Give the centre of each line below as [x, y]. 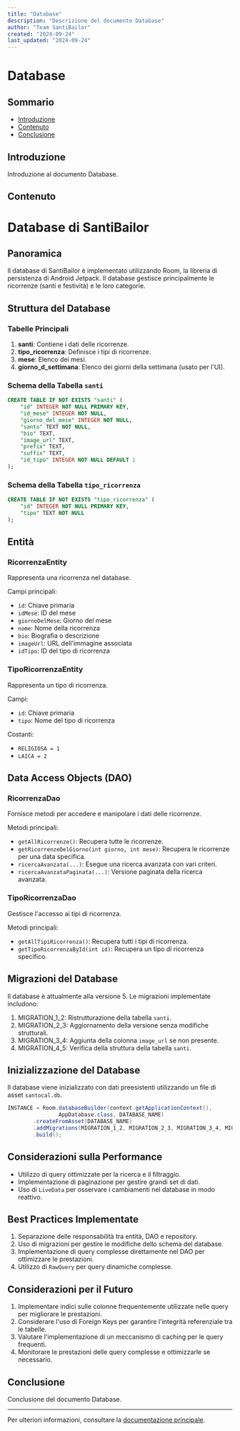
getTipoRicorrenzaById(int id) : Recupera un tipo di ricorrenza [111, 949]
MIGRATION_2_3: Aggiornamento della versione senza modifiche [113, 1025]
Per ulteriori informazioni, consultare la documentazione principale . [106, 1420]
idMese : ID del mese [47, 613]
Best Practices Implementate [73, 1219]
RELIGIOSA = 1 [39, 748]
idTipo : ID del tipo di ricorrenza [64, 651]
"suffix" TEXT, [43, 453]
